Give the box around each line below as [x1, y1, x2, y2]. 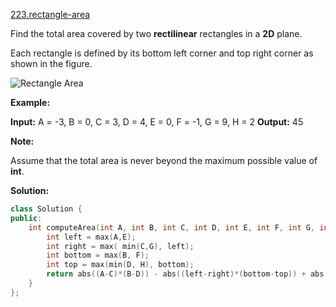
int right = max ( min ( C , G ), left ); [46, 241, 195, 251]
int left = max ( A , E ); [46, 232, 137, 242]
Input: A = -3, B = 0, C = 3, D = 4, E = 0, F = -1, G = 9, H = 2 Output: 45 [10, 116, 304, 128]
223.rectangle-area [10, 9, 91, 20]
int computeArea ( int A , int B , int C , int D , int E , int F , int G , [28, 222, 316, 233]
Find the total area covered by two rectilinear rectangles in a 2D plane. [10, 28, 303, 39]
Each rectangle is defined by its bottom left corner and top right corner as [10, 47, 314, 59]
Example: [10, 97, 51, 108]
